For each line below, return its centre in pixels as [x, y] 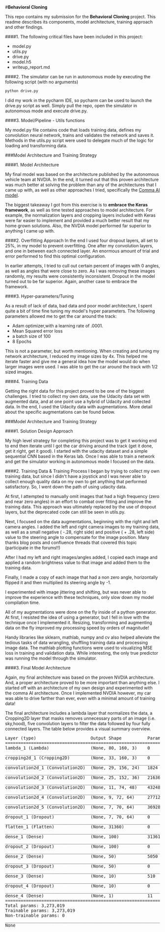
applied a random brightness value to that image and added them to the [78, 562]
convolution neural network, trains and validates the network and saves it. [80, 135]
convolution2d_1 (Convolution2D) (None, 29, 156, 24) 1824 [82, 767]
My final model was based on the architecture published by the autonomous [82, 174]
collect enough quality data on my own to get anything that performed [76, 481]
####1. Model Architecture [32, 165]
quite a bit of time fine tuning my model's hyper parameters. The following [80, 311]
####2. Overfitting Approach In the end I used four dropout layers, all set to [82, 240]
